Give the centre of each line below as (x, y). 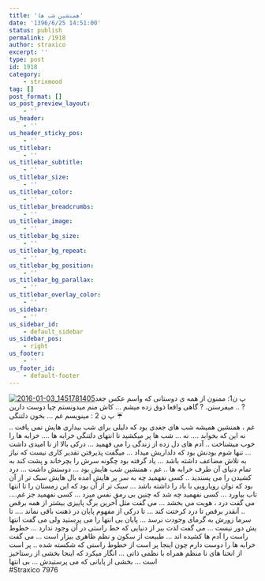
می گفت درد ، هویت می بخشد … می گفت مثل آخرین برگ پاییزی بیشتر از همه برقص (132, 502)
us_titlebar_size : (39, 177)
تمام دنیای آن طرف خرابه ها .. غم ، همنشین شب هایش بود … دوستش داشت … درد (130, 469)
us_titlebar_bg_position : (51, 266)
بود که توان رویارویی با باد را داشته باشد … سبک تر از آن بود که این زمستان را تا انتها (131, 485)
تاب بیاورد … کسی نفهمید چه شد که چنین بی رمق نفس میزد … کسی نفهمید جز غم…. (133, 494)
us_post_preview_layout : (50, 104)
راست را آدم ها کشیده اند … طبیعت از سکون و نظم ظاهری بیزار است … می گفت (129, 536)
